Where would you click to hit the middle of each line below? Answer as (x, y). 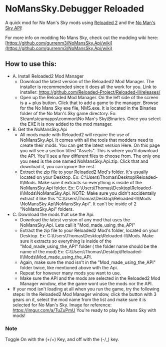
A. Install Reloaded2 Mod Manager (48, 76)
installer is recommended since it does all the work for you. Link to (88, 87)
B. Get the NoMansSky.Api (40, 129)
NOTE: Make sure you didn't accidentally (114, 193)
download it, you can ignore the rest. (58, 166)
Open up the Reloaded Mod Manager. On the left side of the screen (89, 97)
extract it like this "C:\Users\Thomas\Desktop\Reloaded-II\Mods (85, 198)
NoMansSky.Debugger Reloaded (74, 9)
